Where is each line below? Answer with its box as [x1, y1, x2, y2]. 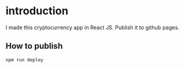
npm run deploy [5, 57, 44, 63]
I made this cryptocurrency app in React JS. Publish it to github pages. [5, 24, 180, 31]
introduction [5, 4, 69, 18]
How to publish [5, 41, 63, 51]
